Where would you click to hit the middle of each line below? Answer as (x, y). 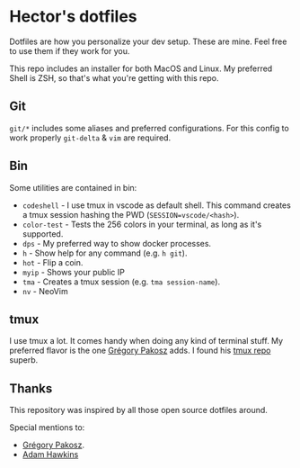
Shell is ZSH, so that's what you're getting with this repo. (114, 77)
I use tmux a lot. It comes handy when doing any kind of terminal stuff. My (146, 341)
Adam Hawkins (50, 454)
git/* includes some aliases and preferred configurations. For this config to (149, 128)
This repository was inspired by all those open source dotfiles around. (138, 410)
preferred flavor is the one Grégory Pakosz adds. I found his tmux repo (140, 351)
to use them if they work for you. (70, 50)
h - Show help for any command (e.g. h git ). (105, 253)
